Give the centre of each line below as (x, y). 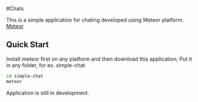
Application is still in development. (48, 93)
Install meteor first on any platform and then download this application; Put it (99, 59)
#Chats (15, 9)
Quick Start (27, 45)
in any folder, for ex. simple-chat (46, 65)
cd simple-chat (25, 76)
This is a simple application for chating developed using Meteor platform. (95, 20)
